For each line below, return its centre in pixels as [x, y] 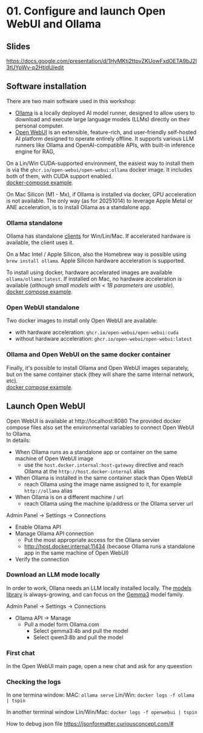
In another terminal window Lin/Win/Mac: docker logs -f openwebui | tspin [102, 712]
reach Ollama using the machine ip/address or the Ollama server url [108, 503]
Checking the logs [34, 682]
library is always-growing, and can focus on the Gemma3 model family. [95, 594]
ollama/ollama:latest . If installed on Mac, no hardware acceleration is [94, 279]
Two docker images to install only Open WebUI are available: [82, 321]
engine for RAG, [35, 151]
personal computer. [39, 126]
